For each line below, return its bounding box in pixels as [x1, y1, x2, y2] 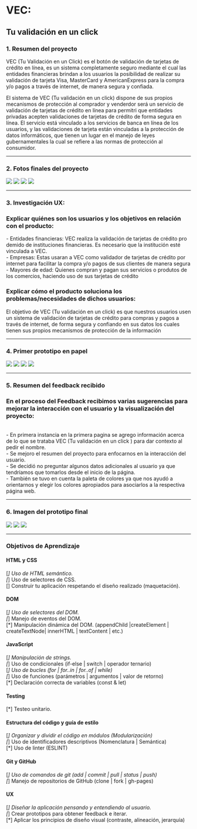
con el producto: [6, 222, 54, 230]
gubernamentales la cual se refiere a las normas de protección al [6, 138, 163, 145]
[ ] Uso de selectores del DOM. [6, 609, 79, 616]
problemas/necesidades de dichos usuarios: [6, 295, 136, 303]
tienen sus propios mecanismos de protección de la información [6, 327, 161, 334]
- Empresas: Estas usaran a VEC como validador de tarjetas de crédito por [6, 254, 186, 261]
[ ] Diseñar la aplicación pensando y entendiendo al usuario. [6, 804, 151, 811]
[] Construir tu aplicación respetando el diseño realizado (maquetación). [6, 582, 181, 589]
